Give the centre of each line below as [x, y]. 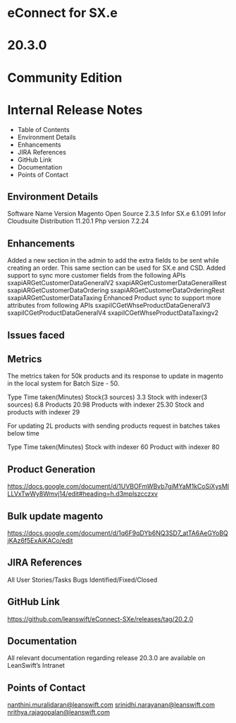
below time [24, 434]
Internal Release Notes [75, 110]
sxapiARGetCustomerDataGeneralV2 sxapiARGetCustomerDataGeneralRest [117, 283]
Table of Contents [43, 129]
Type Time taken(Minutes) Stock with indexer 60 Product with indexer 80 [113, 447]
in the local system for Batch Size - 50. [63, 383]
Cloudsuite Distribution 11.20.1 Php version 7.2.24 [78, 221]
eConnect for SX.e [62, 13]
